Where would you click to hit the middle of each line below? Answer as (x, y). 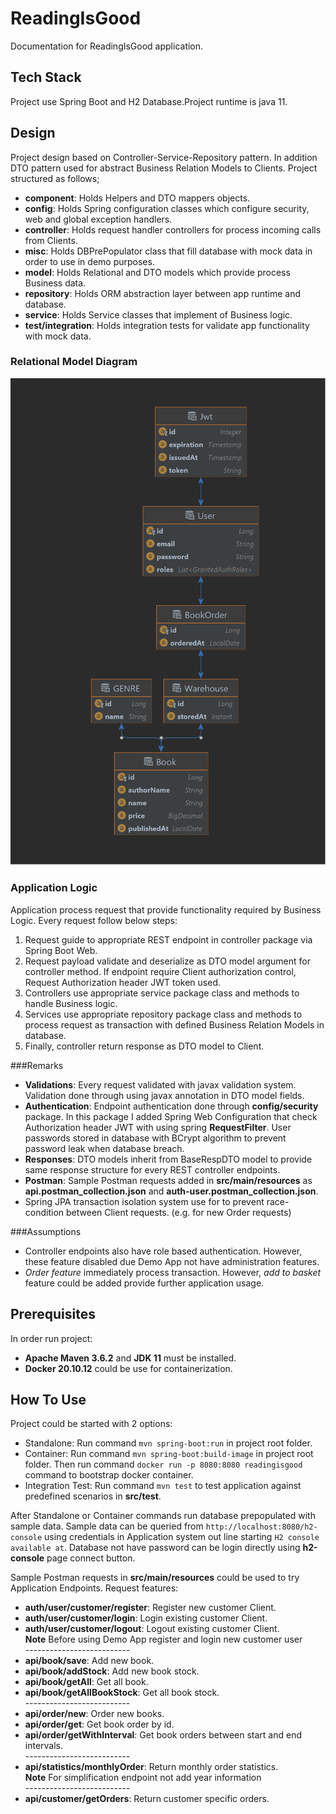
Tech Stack (46, 77)
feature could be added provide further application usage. (144, 1283)
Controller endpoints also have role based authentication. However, (163, 1251)
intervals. (44, 1746)
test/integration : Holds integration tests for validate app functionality (167, 325)
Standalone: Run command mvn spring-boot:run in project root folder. (168, 1443)
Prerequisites (53, 1314)
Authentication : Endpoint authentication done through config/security (171, 1106)
